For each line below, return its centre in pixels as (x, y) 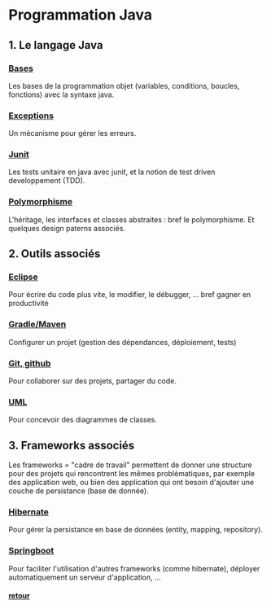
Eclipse (23, 277)
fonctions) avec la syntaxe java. (61, 94)
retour (19, 596)
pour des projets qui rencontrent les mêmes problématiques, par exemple (131, 474)
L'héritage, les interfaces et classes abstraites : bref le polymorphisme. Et (131, 219)
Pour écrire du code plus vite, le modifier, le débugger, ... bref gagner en (130, 295)
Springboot (31, 551)
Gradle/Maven (37, 325)
